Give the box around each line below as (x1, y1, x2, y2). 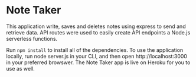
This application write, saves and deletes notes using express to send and (6, 23, 186, 30)
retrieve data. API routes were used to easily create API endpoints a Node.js (6, 29, 191, 36)
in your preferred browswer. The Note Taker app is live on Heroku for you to (6, 59, 191, 66)
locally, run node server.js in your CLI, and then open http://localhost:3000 (6, 52, 188, 60)
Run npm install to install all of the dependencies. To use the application (6, 46, 184, 53)
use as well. (6, 65, 35, 72)
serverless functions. (6, 35, 58, 42)
